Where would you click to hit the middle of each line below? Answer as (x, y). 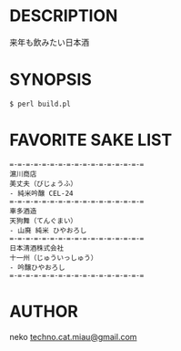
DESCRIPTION (64, 16)
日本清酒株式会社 (37, 248)
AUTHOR (44, 312)
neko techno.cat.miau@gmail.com (73, 336)
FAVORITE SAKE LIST (91, 140)
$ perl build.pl (40, 104)
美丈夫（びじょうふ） (43, 183)
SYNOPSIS (51, 80)
